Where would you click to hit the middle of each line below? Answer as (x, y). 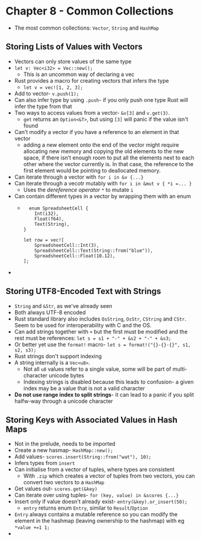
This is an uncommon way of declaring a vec (79, 74)
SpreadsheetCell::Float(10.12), (75, 256)
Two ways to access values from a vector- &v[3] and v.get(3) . (92, 112)
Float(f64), (49, 219)
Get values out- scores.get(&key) (56, 489)
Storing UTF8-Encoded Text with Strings (83, 291)
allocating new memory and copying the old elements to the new (104, 151)
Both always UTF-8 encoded (50, 312)
